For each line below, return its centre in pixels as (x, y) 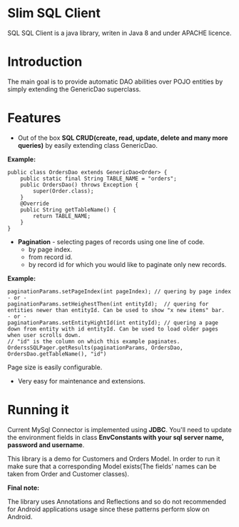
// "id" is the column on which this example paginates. (94, 341)
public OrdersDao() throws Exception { (80, 185)
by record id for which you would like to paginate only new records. (127, 264)
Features (34, 118)
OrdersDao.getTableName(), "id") (57, 354)
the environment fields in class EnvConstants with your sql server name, (116, 437)
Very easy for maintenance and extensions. (81, 381)
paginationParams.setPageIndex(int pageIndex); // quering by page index (119, 291)
